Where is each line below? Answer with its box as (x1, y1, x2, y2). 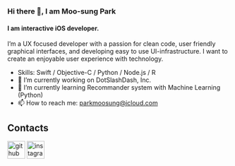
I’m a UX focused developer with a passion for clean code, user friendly (7, 40, 216, 48)
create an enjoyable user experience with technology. (7, 54, 164, 63)
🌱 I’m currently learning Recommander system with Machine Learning (17, 83, 221, 92)
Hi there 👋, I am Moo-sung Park (7, 6, 116, 16)
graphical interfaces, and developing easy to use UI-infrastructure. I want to (7, 47, 228, 56)
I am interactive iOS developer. (7, 24, 100, 32)
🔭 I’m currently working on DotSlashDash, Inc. (17, 76, 152, 84)
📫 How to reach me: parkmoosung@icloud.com (17, 99, 158, 107)
